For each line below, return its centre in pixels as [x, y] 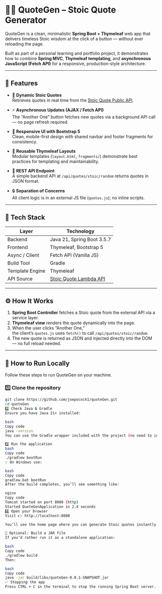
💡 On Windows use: [24, 462]
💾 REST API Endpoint [33, 171]
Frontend [18, 247]
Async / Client [23, 255]
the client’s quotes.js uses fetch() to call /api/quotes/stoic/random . [80, 333]
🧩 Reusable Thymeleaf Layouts [44, 151]
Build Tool [19, 263]
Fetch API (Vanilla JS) [74, 255]
